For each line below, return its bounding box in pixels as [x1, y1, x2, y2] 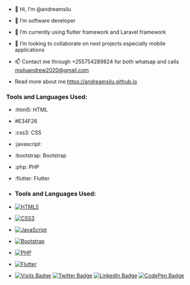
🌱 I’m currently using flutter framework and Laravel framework [14, 28, 166, 35]
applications [14, 46, 45, 53]
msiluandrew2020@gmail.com [14, 67, 90, 73]
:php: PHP [14, 163, 40, 171]
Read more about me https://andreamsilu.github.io [14, 78, 137, 85]
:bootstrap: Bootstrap [14, 152, 67, 159]
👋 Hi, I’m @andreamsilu [14, 6, 72, 12]
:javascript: [14, 141, 42, 148]
